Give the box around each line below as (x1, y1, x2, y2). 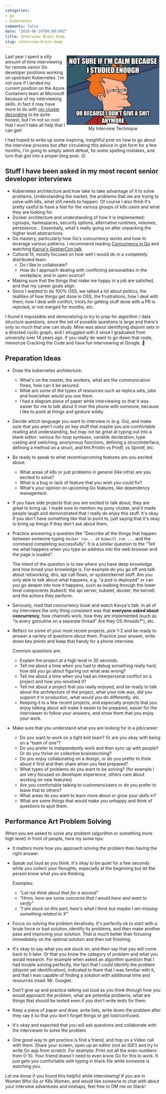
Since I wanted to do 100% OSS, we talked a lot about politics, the (12, 288, 147, 294)
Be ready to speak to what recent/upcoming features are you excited (12, 454, 153, 460)
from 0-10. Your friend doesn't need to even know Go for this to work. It (12, 1053, 158, 1059)
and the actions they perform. (12, 592, 73, 598)
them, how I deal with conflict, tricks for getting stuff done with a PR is (12, 298, 156, 304)
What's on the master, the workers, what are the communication (19, 377, 151, 383)
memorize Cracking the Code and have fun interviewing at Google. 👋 (5, 340, 145, 345)
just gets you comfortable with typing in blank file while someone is (12, 1058, 150, 1064)
